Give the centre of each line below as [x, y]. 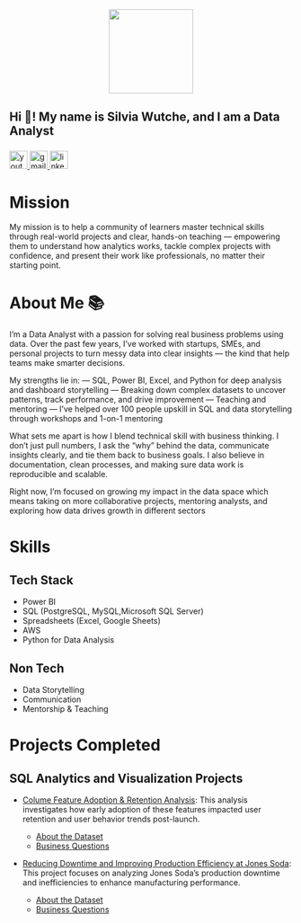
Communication [52, 699]
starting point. [35, 265]
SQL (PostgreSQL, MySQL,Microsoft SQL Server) [113, 611]
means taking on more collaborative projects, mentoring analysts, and [138, 501]
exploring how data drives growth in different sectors [107, 510]
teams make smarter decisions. [67, 363]
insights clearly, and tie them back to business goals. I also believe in [137, 455]
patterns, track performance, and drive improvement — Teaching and [138, 400]
